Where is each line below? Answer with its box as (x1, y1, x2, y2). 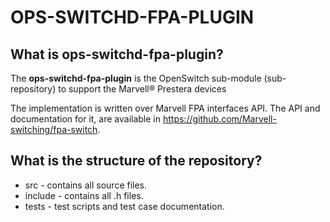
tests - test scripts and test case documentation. (24, 200, 225, 212)
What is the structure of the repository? (10, 152, 263, 170)
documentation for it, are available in (10, 113, 162, 125)
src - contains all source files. (24, 179, 148, 191)
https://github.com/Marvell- (162, 113, 277, 125)
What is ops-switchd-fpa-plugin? (10, 46, 224, 63)
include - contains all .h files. (24, 189, 144, 201)
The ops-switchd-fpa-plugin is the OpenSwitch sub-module (10, 72, 262, 84)
